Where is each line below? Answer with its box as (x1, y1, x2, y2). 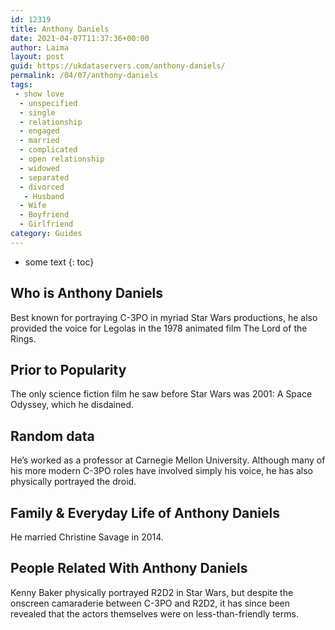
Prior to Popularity (10, 361, 127, 378)
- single (19, 107, 56, 118)
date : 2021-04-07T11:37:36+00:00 (10, 33, 150, 43)
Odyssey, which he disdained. (10, 399, 135, 411)
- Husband (23, 191, 65, 201)
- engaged (19, 126, 60, 136)
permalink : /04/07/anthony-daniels (10, 71, 159, 81)
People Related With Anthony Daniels (10, 560, 248, 577)
